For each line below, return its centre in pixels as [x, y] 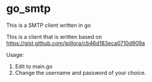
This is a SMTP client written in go [49, 25]
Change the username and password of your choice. [81, 72]
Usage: [15, 54]
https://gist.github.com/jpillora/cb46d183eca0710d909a [76, 43]
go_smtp [29, 9]
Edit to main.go [34, 66]
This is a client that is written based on [54, 37]
